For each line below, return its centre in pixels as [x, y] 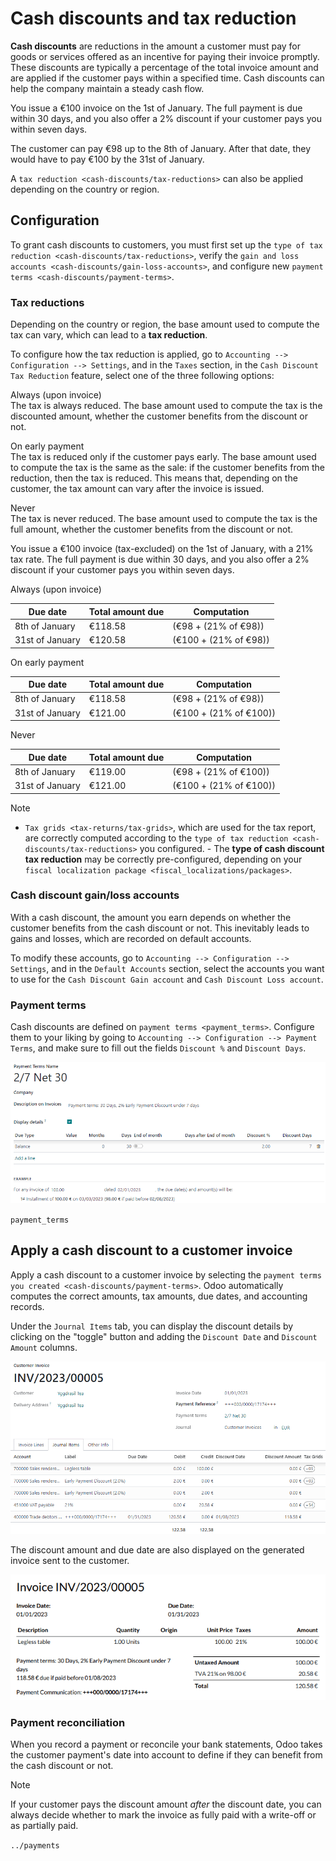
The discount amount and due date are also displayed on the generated [157, 1549]
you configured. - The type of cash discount [232, 848]
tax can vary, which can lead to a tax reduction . [109, 335]
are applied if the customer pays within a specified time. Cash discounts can [167, 78]
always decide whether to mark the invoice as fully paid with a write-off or [163, 1815]
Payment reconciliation [68, 1722]
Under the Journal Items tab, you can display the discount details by [152, 1326]
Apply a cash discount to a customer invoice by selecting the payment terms [166, 1274]
